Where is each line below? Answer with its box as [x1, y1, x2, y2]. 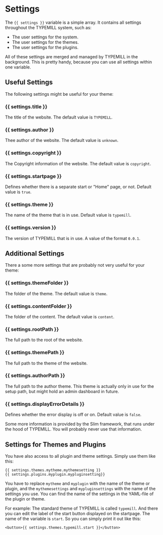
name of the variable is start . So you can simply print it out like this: [5, 516, 141, 521]
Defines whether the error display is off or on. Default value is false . [5, 412, 142, 417]
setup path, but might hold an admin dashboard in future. [5, 388, 119, 394]
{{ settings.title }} [5, 103, 48, 110]
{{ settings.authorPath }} [5, 372, 65, 379]
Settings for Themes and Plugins [5, 440, 106, 449]
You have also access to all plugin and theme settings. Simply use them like [5, 453, 156, 459]
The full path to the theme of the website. [5, 360, 88, 366]
